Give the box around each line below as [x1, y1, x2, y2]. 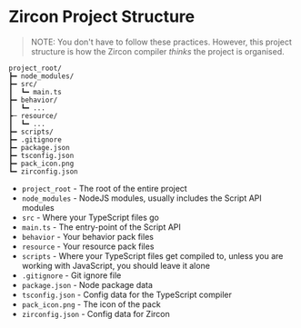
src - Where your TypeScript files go [21, 212, 160, 223]
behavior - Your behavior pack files [21, 231, 154, 242]
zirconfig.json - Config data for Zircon [21, 308, 170, 319]
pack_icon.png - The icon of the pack [21, 298, 161, 310]
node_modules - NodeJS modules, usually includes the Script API [21, 193, 263, 204]
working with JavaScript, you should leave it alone [21, 260, 211, 271]
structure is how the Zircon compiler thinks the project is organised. [30, 45, 286, 56]
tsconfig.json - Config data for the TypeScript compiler [21, 289, 233, 300]
